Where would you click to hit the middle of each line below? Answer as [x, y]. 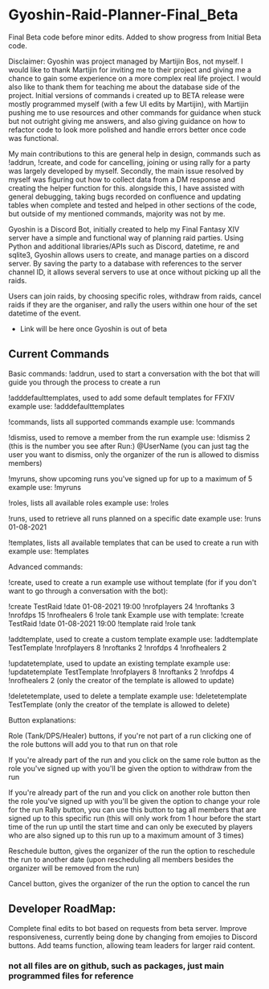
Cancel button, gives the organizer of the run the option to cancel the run [129, 884]
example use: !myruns [45, 487]
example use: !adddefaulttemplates [67, 406]
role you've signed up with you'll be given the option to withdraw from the [130, 768]
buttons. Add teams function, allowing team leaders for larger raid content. [132, 945]
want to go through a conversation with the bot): [88, 591]
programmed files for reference [71, 976]
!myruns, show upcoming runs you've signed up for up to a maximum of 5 [130, 478]
